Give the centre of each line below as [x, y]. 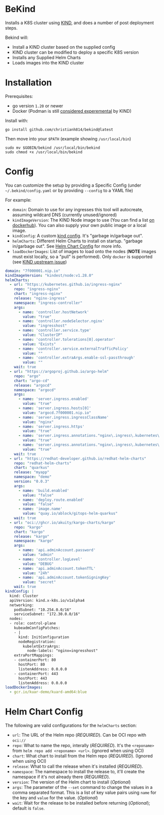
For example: [18, 200]
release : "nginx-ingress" [41, 298]
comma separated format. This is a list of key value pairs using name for [84, 793]
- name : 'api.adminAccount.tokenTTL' [57, 568]
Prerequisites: [19, 96]
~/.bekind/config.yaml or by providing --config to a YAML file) [69, 190]
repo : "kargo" [28, 527]
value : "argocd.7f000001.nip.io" [57, 413]
